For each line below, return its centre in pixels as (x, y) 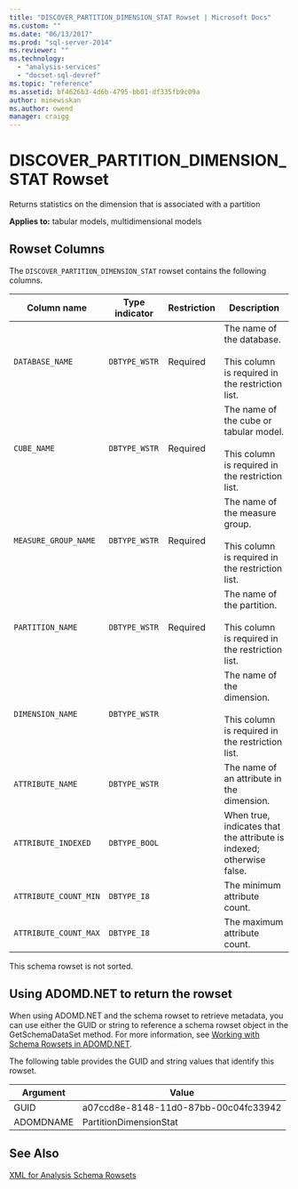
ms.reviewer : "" (39, 51)
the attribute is (254, 837)
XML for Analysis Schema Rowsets (73, 1175)
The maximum (254, 921)
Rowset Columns (57, 249)
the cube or (248, 421)
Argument (44, 1092)
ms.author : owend (41, 108)
